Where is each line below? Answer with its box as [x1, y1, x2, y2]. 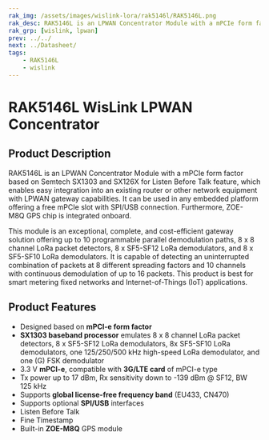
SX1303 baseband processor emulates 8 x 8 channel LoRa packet [19, 330, 241, 340]
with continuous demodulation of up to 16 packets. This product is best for [8, 269, 254, 278]
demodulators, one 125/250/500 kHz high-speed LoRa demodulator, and [19, 347, 260, 357]
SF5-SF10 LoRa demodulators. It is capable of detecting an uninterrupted [8, 251, 250, 261]
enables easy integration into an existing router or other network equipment [8, 185, 258, 194]
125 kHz [19, 381, 47, 390]
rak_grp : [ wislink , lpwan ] [8, 26, 98, 34]
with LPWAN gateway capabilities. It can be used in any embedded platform [8, 194, 259, 203]
